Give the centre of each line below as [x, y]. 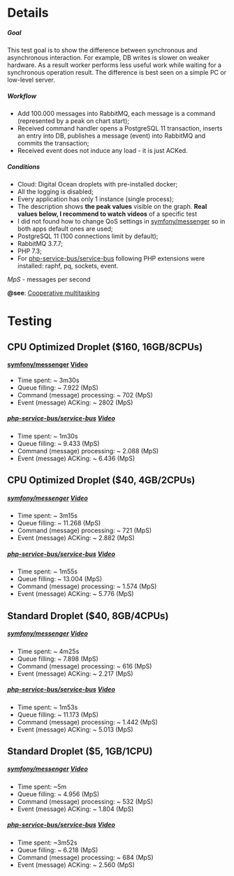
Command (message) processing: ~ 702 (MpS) [85, 395]
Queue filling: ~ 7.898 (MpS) [58, 659]
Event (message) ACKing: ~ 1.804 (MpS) [75, 809]
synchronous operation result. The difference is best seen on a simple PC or [117, 73]
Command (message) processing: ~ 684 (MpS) [85, 857]
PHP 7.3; [29, 251]
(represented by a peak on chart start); [73, 121]
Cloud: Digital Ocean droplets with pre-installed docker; [97, 184]
